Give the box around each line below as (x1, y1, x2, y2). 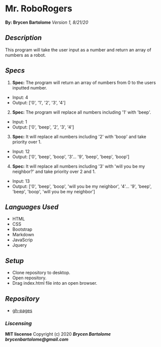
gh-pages (12, 307, 32, 313)
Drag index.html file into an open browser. (12, 280, 97, 286)
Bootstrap (12, 226, 32, 232)
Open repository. (12, 275, 47, 281)
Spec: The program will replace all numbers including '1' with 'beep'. (12, 109, 152, 115)
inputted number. (12, 85, 47, 90)
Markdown (12, 232, 34, 238)
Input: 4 (12, 94, 29, 100)
